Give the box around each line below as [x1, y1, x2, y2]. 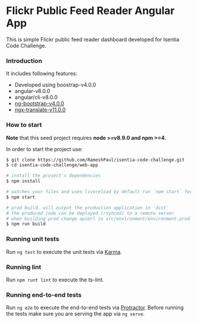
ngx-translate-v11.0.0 [14, 106, 66, 114]
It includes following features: [6, 70, 78, 77]
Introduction [6, 57, 42, 65]
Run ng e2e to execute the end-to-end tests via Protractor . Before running [6, 304, 184, 311]
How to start [6, 121, 42, 129]
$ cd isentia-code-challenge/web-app [6, 162, 98, 168]
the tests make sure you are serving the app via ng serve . [6, 310, 145, 317]
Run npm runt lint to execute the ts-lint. [6, 276, 104, 283]
